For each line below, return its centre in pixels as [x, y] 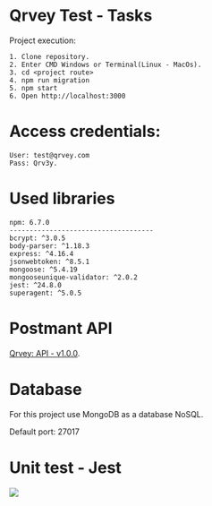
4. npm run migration [50, 80]
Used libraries [62, 199]
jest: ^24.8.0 [36, 285]
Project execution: [42, 40]
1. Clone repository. [50, 56]
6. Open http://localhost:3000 [68, 96]
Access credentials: [85, 132]
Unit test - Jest [66, 467]
